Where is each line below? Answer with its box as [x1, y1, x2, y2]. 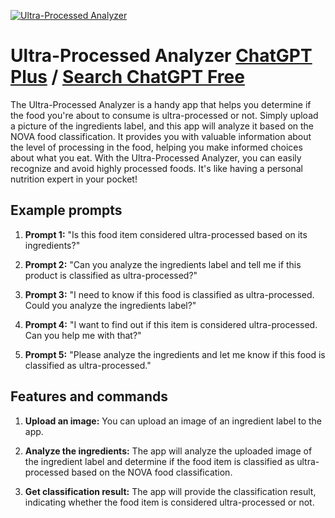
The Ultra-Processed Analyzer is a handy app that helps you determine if [10, 98, 312, 110]
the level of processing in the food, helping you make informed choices [10, 141, 303, 153]
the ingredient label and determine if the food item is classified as [24, 455, 295, 467]
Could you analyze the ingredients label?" [24, 299, 197, 311]
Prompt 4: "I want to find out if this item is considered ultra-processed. [24, 318, 318, 330]
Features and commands [10, 388, 168, 405]
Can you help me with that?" [24, 329, 142, 341]
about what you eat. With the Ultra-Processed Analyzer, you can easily [10, 151, 302, 164]
